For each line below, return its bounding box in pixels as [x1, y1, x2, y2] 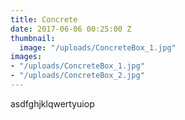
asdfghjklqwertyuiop [10, 97, 95, 110]
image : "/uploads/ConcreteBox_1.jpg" [19, 42, 177, 53]
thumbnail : [10, 33, 56, 43]
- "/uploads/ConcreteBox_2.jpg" [10, 71, 145, 81]
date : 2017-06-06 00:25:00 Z [10, 24, 132, 34]
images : [10, 52, 43, 62]
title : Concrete [10, 14, 78, 25]
